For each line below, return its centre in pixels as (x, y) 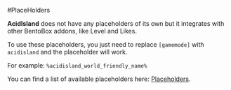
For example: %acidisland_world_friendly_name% (77, 65)
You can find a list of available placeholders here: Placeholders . (99, 79)
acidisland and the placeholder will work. (67, 52)
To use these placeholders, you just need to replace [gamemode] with (106, 44)
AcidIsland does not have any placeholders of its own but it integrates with (116, 23)
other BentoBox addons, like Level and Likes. (72, 31)
